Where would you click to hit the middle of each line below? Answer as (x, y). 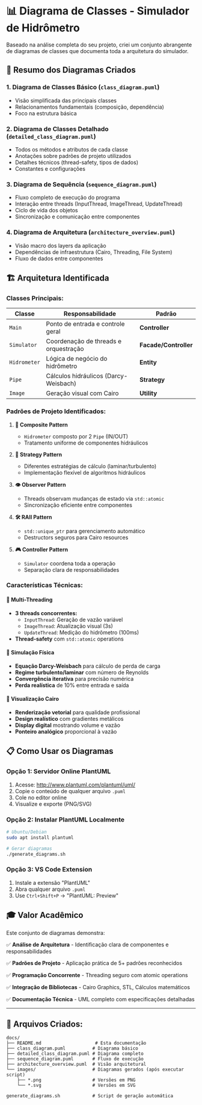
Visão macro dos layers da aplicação (60, 245)
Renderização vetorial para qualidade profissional (77, 712)
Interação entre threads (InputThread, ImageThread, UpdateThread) (99, 204)
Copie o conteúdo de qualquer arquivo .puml (70, 791)
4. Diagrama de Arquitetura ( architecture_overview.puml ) (91, 232)
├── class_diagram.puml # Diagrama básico (72, 1049)
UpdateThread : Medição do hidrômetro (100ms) (81, 632)
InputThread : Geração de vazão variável (73, 619)
